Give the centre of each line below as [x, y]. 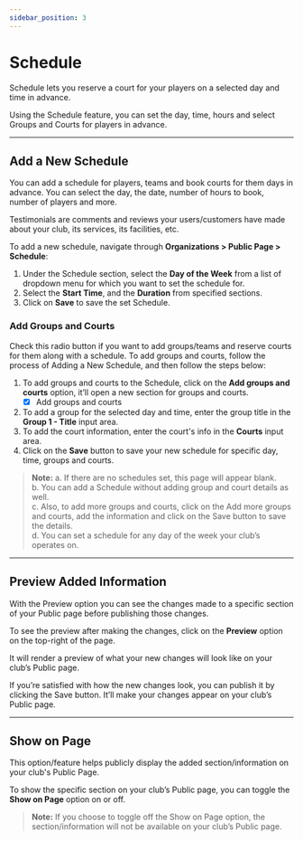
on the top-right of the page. [62, 640]
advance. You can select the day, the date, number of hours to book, [137, 193]
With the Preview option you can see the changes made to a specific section [151, 603]
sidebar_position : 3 [48, 18]
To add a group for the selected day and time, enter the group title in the [156, 411]
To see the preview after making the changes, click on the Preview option [147, 630]
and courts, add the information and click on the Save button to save [159, 515]
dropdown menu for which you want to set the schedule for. [133, 283]
